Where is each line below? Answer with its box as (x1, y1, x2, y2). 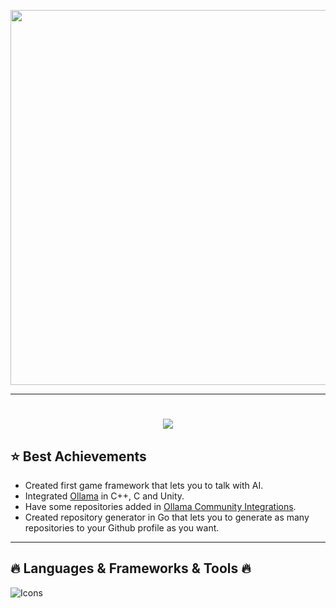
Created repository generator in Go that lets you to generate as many (24, 511, 310, 523)
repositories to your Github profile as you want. (24, 522, 220, 534)
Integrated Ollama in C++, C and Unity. (24, 490, 185, 502)
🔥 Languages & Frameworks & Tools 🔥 (10, 560, 252, 577)
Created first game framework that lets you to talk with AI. (24, 480, 264, 491)
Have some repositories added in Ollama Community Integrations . (24, 501, 297, 512)
